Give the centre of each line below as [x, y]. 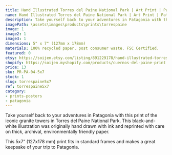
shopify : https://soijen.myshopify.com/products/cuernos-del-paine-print [86, 63]
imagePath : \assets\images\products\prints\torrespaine [66, 24]
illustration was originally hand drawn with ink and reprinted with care [91, 126]
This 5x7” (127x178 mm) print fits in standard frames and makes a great [80, 142]
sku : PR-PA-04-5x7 [25, 72]
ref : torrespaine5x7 [27, 86]
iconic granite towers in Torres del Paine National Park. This [68, 121]
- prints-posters [24, 96]
